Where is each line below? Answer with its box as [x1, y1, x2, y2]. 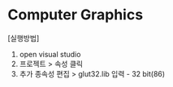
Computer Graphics [7, 6, 144, 24]
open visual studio [19, 49, 81, 59]
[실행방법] [7, 33, 40, 43]
